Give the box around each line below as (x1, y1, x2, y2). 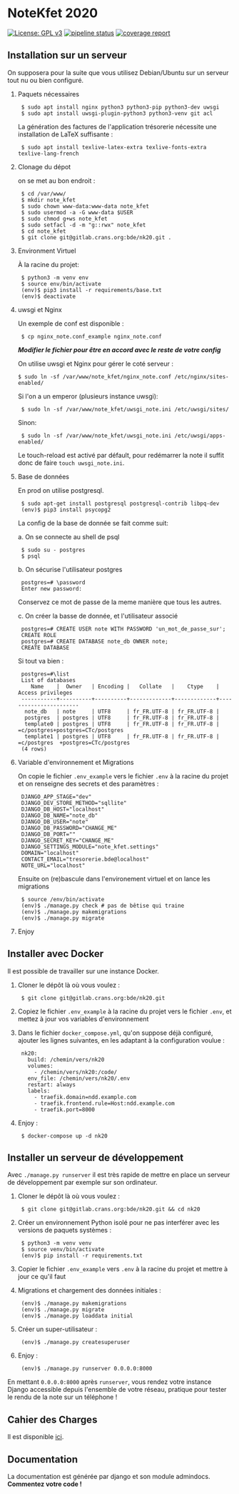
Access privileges (17, 689, 73, 696)
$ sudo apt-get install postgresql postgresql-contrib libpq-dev (21, 500, 220, 507)
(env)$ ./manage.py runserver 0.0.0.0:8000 (21, 1365, 153, 1373)
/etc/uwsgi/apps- (174, 432, 226, 439)
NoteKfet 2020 (7, 5, 98, 21)
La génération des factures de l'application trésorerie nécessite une (17, 122, 217, 131)
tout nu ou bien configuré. (7, 76, 84, 84)
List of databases (21, 676, 76, 683)
